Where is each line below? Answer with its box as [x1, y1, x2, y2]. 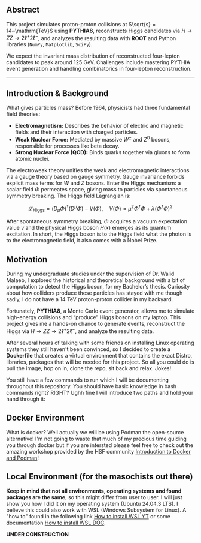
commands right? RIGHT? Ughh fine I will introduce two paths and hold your [6, 389, 194, 396]
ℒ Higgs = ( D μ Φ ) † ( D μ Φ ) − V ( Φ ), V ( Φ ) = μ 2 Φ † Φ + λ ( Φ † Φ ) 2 [28, 203, 173, 214]
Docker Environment [6, 413, 85, 423]
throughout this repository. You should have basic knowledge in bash [6, 382, 177, 389]
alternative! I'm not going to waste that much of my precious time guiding [6, 435, 187, 442]
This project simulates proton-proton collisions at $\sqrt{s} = [6, 20, 156, 28]
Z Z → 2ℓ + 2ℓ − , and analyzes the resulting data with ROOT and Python [6, 33, 176, 41]
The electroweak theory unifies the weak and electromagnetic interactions [6, 166, 190, 173]
